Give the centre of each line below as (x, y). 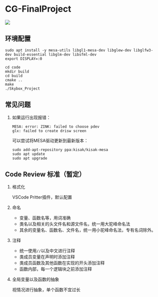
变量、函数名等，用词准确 (45, 218)
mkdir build (17, 72)
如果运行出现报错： (31, 117)
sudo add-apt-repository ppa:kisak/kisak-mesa (60, 149)
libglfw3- (143, 50)
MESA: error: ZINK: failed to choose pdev (56, 127)
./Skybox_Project (23, 89)
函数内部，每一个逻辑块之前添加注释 (56, 269)
